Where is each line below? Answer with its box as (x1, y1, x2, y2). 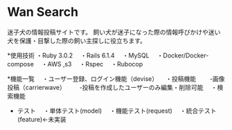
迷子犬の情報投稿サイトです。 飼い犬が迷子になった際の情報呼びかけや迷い (7, 28, 221, 36)
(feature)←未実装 (17, 115, 67, 123)
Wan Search (7, 4, 78, 20)
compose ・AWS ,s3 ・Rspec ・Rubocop (7, 59, 143, 68)
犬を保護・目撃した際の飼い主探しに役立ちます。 (7, 36, 147, 45)
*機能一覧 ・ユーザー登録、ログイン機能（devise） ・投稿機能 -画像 (7, 74, 225, 83)
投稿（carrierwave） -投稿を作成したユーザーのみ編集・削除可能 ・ (7, 83, 217, 91)
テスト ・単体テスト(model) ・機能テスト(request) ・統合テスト (17, 106, 217, 115)
